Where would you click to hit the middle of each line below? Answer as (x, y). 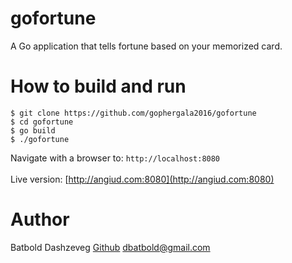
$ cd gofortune (42, 122)
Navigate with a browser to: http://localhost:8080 (115, 158)
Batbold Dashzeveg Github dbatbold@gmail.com (110, 247)
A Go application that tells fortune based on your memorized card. (146, 46)
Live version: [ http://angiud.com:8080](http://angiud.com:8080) (142, 179)
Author (40, 219)
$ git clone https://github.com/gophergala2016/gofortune (133, 113)
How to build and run (98, 86)
